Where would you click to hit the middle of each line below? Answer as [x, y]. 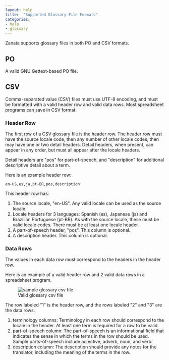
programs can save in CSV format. [41, 110]
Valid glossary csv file [41, 295]
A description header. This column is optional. [60, 236]
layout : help [19, 10]
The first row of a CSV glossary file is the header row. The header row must [84, 134]
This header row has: [27, 194]
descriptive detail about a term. [38, 165]
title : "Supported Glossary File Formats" [52, 15]
